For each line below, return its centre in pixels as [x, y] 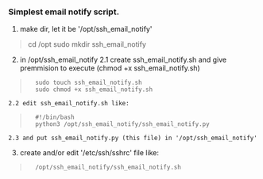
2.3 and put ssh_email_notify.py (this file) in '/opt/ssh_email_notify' [133, 138]
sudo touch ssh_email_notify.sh [89, 83]
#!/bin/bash [55, 117]
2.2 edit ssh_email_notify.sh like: [69, 104]
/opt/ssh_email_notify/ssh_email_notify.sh [108, 168]
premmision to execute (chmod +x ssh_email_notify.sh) [110, 68]
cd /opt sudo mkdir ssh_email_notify [87, 44]
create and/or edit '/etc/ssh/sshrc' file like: [89, 153]
